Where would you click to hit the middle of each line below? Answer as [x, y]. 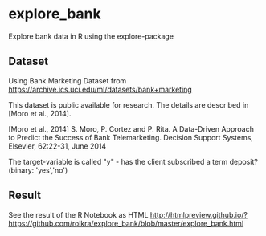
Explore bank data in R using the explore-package [91, 36]
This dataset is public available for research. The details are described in [129, 104]
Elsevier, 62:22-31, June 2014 [57, 146]
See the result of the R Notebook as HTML [78, 214]
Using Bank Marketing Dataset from [68, 80]
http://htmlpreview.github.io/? [198, 214]
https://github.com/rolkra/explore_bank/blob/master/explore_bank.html [126, 223]
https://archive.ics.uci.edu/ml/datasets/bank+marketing [100, 89]
